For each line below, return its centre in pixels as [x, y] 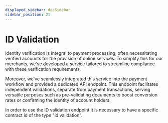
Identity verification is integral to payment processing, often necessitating [81, 53]
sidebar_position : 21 [28, 15]
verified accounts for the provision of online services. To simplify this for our [84, 59]
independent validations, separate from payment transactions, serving [78, 90]
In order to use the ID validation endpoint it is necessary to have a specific [82, 110]
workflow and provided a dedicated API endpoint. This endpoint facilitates [82, 84]
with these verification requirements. [43, 69]
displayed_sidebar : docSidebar [38, 10]
